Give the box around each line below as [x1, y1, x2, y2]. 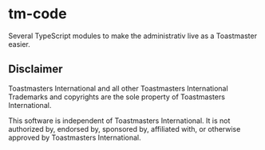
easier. [8, 39, 30, 48]
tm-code [8, 5, 67, 23]
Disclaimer [8, 63, 63, 76]
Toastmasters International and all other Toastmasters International [8, 83, 229, 93]
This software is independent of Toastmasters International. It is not [8, 116, 231, 125]
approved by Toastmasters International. [8, 133, 141, 142]
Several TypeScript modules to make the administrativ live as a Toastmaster [8, 31, 258, 40]
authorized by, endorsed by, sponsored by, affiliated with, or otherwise [8, 124, 241, 133]
